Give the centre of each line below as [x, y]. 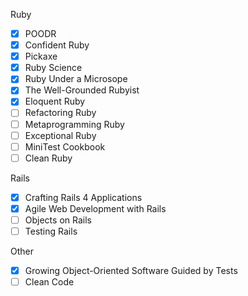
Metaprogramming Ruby [74, 124]
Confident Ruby [57, 45]
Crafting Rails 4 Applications [83, 197]
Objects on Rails [58, 220]
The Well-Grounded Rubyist [82, 90]
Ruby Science [53, 68]
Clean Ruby [48, 158]
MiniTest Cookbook [65, 146]
